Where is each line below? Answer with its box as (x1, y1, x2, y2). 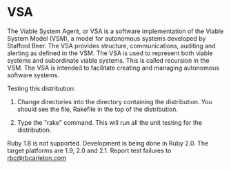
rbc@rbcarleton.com (7, 153, 67, 162)
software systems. (7, 70, 60, 79)
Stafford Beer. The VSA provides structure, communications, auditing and (7, 41, 216, 50)
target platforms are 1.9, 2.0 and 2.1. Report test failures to (7, 146, 172, 155)
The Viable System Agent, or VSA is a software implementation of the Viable (7, 27, 224, 35)
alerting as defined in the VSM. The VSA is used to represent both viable (7, 49, 213, 57)
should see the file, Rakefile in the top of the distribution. (17, 105, 178, 113)
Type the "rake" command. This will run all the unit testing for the (17, 118, 202, 126)
